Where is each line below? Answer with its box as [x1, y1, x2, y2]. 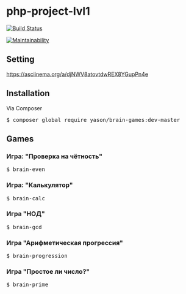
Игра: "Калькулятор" [6, 181, 73, 189]
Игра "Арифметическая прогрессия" [6, 238, 123, 247]
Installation [6, 88, 50, 99]
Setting [6, 54, 35, 65]
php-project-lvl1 [6, 4, 90, 18]
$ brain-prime [6, 281, 49, 288]
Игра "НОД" [6, 209, 45, 218]
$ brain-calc [6, 195, 46, 202]
